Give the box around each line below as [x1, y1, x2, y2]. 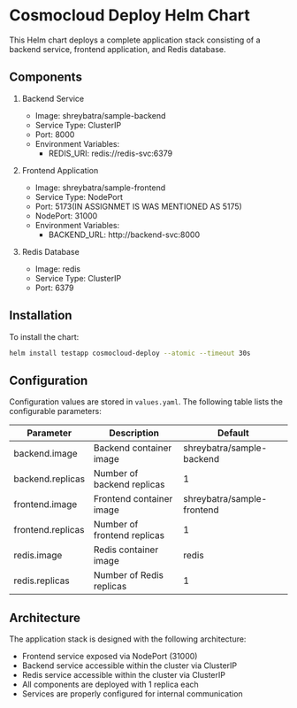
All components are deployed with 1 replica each [21, 679, 199, 690]
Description [109, 427, 160, 439]
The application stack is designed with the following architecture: [9, 634, 247, 644]
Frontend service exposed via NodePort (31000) [21, 651, 198, 662]
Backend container [93, 442, 172, 454]
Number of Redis [93, 569, 164, 581]
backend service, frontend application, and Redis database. [9, 43, 226, 54]
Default [217, 427, 249, 439]
